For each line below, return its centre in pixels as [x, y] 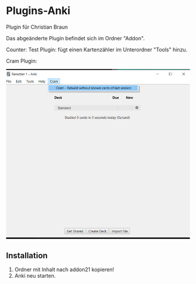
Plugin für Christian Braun [37, 27]
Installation [27, 255]
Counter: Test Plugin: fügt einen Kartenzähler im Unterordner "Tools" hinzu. [97, 49]
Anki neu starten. [35, 276]
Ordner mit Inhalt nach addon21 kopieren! [64, 269]
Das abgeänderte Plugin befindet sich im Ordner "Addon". [75, 38]
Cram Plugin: [22, 61]
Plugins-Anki [38, 11]
